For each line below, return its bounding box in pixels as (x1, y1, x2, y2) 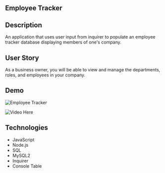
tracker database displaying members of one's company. (5, 39, 121, 45)
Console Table (12, 163, 42, 169)
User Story (5, 54, 39, 62)
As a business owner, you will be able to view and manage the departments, (5, 67, 161, 73)
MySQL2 (12, 152, 31, 158)
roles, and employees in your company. (5, 72, 86, 78)
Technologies (5, 123, 49, 132)
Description (5, 21, 42, 29)
